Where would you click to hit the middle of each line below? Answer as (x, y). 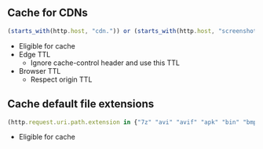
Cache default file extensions (81, 104)
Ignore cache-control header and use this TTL (105, 63)
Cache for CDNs (47, 13)
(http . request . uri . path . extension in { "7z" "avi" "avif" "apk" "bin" (124, 122)
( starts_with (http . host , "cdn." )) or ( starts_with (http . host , (111, 31)
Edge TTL (35, 54)
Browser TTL (40, 71)
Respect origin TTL (61, 79)
